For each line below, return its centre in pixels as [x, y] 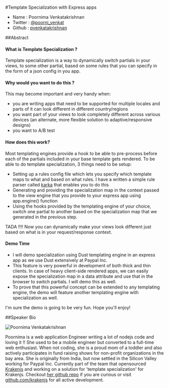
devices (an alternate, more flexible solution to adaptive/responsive [82, 120]
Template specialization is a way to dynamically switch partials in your [78, 61]
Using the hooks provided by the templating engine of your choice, [82, 206]
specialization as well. [35, 298]
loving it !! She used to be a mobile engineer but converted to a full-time [80, 342]
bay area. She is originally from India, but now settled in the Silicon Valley [81, 358]
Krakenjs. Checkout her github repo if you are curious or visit [68, 374]
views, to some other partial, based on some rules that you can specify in [81, 66]
